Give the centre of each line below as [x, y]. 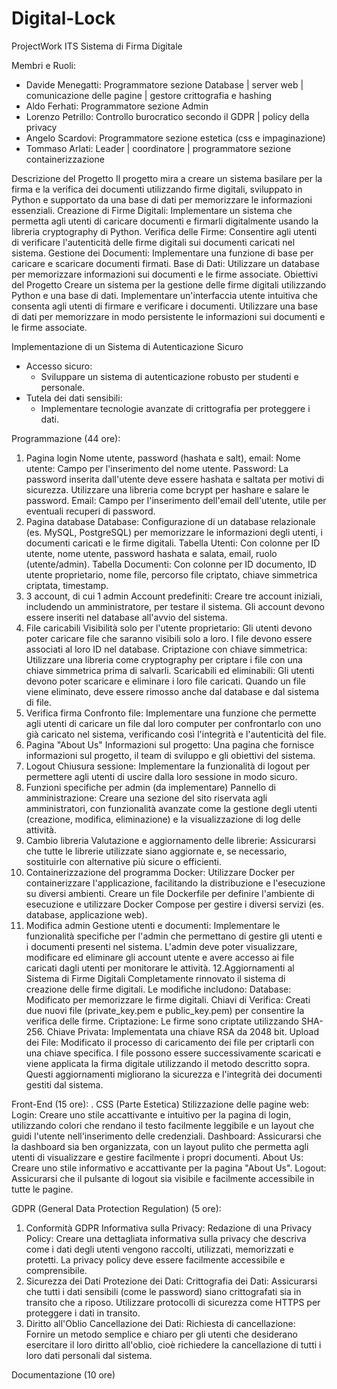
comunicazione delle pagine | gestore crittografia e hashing [148, 95]
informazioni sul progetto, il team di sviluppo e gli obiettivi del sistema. [170, 755]
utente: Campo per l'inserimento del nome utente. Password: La [157, 468]
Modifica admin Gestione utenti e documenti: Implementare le [153, 925]
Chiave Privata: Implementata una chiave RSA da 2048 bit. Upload [182, 1031]
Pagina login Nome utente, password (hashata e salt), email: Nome [163, 458]
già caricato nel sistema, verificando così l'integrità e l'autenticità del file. [176, 734]
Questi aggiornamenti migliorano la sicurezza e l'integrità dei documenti [174, 1074]
